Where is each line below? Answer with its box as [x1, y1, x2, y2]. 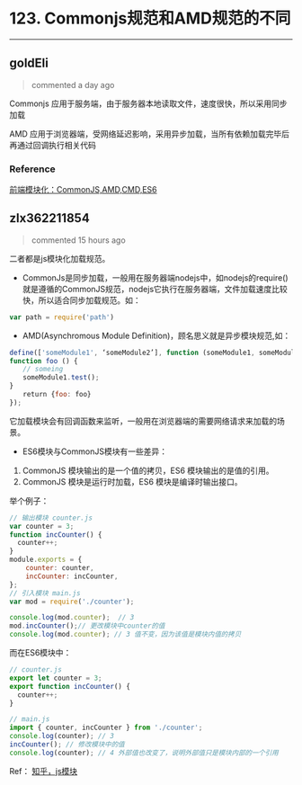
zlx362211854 [9, 210, 90, 226]
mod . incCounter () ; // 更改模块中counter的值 [9, 621, 165, 630]
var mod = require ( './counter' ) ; [9, 597, 135, 606]
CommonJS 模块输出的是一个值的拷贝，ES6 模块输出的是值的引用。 [22, 465, 274, 476]
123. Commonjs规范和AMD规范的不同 [9, 8, 291, 29]
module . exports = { [9, 555, 83, 565]
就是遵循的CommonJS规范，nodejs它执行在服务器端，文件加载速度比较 [22, 283, 288, 294]
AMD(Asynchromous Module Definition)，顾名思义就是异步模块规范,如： [22, 330, 291, 341]
